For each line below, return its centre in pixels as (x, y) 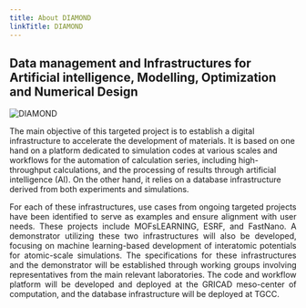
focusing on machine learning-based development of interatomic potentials (153, 246)
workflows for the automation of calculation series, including (123, 160)
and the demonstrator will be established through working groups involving (153, 265)
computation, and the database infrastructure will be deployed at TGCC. (144, 294)
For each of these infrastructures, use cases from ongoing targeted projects (153, 207)
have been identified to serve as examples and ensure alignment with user (153, 217)
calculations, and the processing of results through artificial (165, 170)
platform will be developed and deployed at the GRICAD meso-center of (153, 284)
